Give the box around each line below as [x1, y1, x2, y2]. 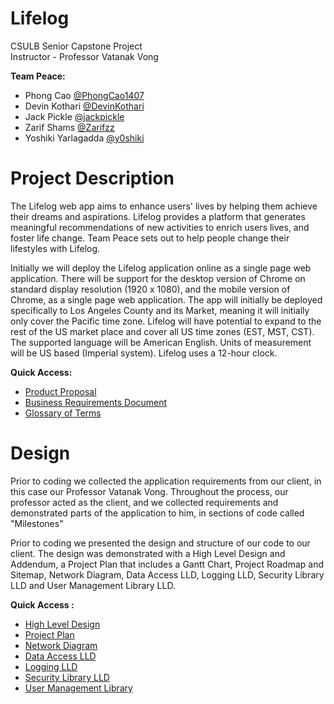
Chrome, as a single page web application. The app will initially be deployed [10, 293, 323, 306]
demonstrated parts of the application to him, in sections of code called [10, 507, 305, 519]
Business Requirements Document [24, 396, 168, 408]
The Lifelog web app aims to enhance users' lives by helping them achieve [10, 200, 318, 212]
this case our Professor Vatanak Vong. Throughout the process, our [10, 485, 289, 497]
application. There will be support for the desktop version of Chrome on [10, 272, 306, 284]
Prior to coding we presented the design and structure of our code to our [10, 537, 311, 549]
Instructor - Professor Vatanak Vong [10, 50, 159, 62]
